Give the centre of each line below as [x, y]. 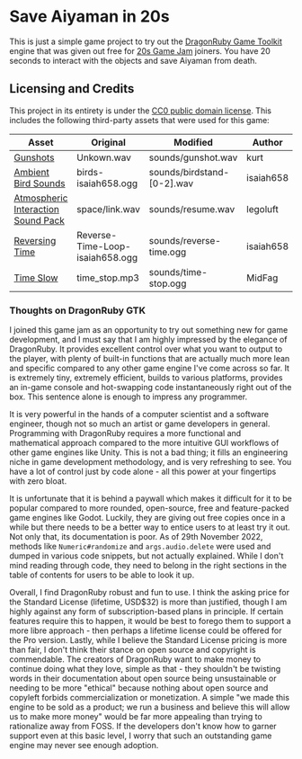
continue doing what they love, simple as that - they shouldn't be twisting [145, 669]
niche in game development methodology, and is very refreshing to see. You [151, 462]
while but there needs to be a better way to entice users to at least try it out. [150, 527]
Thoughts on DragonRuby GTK [78, 310]
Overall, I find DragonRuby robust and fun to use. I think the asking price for [150, 593]
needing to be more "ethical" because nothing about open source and [139, 688]
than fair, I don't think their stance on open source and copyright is [133, 650]
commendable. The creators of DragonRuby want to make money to [135, 659]
